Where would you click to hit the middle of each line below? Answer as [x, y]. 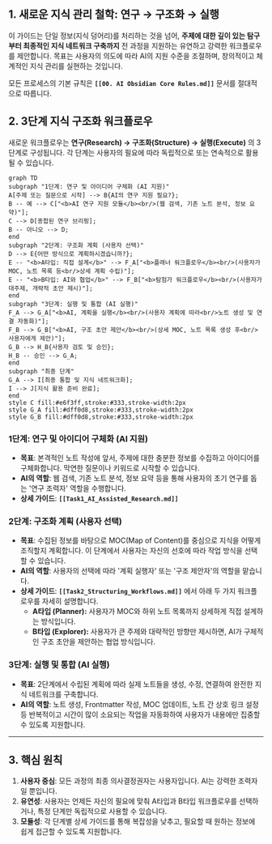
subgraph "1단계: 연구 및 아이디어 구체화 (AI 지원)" [89, 186]
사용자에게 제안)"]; [37, 339]
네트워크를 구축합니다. [64, 694]
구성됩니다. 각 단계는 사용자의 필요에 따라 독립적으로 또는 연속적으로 [137, 152]
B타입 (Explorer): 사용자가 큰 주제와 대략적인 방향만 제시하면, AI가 [137, 632]
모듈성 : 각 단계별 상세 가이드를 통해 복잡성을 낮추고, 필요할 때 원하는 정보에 [138, 821]
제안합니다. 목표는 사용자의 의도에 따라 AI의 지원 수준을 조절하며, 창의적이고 [136, 56]
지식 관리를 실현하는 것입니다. [76, 66]
